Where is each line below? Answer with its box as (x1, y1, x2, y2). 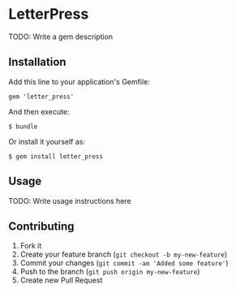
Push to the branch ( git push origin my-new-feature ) (19, 267, 200, 277)
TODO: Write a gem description (8, 32, 114, 41)
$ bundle (8, 123, 38, 131)
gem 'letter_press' (8, 93, 75, 101)
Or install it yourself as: (8, 136, 85, 146)
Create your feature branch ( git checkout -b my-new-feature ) (19, 249, 228, 260)
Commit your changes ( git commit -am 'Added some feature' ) (19, 258, 229, 268)
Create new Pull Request (19, 275, 103, 285)
